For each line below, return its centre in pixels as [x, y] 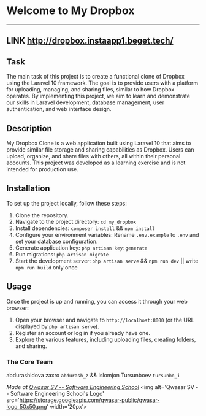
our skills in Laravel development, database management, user [86, 102]
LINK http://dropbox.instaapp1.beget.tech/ [90, 41]
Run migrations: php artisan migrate [62, 254]
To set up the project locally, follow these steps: [67, 203]
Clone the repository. [42, 215]
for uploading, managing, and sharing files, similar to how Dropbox [90, 90]
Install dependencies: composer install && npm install [85, 228]
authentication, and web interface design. [59, 109]
